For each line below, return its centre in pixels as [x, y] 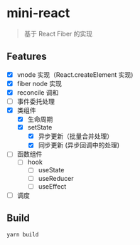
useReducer [56, 178]
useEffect [52, 186]
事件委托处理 [36, 101]
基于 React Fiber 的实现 [58, 33]
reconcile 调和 [38, 92]
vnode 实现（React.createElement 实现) [75, 74]
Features [27, 57]
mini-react [38, 13]
